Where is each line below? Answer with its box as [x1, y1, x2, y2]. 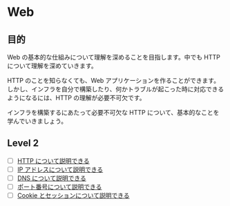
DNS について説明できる [17, 174, 86, 182]
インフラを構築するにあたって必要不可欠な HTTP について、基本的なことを [7, 109, 220, 116]
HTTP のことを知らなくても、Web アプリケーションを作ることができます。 [7, 77, 220, 84]
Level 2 [7, 138, 39, 149]
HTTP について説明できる [17, 156, 90, 165]
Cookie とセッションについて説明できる [17, 191, 130, 200]
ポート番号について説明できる [17, 182, 102, 191]
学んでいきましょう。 [7, 117, 68, 125]
